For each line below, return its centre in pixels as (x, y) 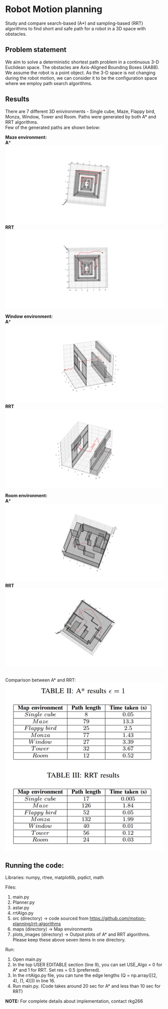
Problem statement (36, 50)
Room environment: (26, 495)
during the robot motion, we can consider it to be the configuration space (81, 78)
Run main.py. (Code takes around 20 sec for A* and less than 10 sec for (87, 986)
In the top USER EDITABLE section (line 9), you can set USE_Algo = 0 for (87, 965)
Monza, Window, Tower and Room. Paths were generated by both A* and (81, 116)
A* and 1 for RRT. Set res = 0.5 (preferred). (56, 970)
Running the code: (35, 865)
